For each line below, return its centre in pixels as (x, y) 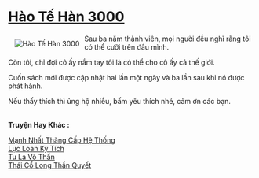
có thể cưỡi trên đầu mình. (127, 46)
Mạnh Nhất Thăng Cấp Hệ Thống (62, 140)
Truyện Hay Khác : (39, 124)
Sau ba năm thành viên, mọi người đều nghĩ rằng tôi (168, 39)
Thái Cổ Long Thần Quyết (50, 165)
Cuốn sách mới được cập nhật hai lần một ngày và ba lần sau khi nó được (126, 77)
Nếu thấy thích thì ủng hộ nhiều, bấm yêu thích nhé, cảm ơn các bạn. (120, 101)
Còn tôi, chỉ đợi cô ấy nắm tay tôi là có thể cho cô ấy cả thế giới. (111, 62)
